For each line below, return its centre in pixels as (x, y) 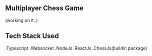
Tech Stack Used (32, 36)
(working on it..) (21, 20)
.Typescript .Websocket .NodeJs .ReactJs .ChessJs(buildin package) (76, 48)
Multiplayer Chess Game (44, 8)
